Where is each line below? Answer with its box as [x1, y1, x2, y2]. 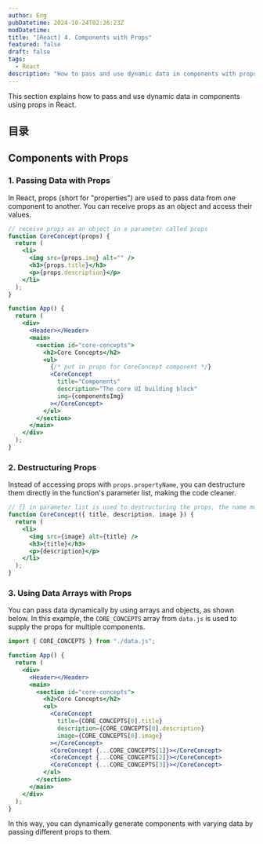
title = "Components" [57, 378, 121, 385]
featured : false [8, 41, 61, 49]
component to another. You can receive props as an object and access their [8, 201, 253, 210]
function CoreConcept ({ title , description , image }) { [8, 511, 194, 519]
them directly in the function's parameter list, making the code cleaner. [8, 488, 236, 498]
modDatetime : [8, 26, 51, 34]
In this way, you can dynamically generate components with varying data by [8, 819, 254, 828]
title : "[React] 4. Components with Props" [8, 33, 153, 42]
